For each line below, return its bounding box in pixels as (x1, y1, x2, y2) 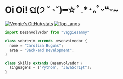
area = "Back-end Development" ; (9, 48, 75, 53)
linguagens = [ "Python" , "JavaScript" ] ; (9, 66, 92, 70)
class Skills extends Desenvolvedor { (5, 61, 83, 66)
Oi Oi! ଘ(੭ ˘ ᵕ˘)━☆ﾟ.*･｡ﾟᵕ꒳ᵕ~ (5, 4, 119, 15)
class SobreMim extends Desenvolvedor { (5, 39, 88, 43)
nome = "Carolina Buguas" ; (9, 43, 64, 48)
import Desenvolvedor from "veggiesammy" (5, 30, 90, 35)
